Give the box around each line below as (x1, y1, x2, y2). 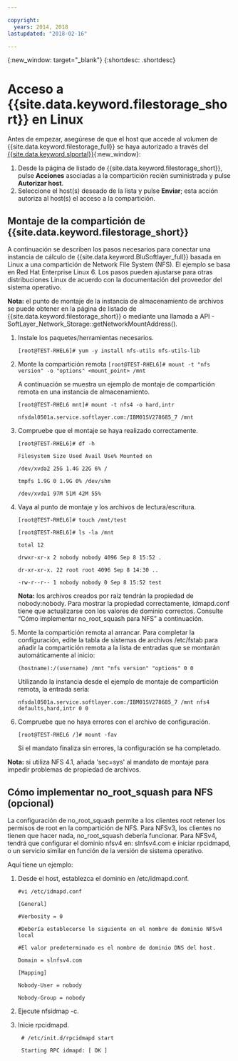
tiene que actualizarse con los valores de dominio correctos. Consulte (17, 607, 223, 615)
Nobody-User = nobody (17, 982, 82, 989)
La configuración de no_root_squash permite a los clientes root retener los (7, 816, 226, 825)
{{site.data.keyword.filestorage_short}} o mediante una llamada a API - (7, 312, 215, 321)
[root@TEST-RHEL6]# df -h (17, 440, 95, 447)
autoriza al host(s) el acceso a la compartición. (17, 194, 155, 203)
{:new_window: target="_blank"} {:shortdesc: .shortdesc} (7, 56, 176, 64)
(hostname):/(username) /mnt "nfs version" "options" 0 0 (17, 665, 194, 672)
